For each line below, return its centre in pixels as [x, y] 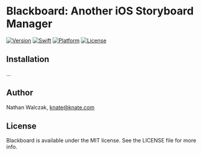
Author [20, 93]
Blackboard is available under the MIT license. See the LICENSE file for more [101, 141]
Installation [28, 59]
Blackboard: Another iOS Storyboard [100, 11]
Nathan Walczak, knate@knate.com [50, 107]
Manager [29, 24]
